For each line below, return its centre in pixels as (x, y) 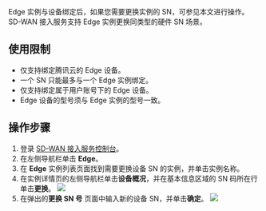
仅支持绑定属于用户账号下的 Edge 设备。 (86, 90)
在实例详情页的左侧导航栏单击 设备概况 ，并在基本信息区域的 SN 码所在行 (139, 178)
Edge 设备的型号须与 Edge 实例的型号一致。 (92, 100)
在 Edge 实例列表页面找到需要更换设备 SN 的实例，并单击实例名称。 (132, 168)
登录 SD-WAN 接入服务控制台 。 (71, 148)
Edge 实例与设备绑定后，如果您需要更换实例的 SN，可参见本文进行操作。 (129, 12)
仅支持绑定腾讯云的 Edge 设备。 (72, 70)
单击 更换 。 (38, 188)
